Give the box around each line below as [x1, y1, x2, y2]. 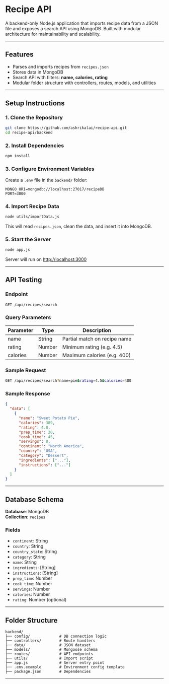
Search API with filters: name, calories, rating [12, 74, 108, 80]
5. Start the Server [5, 236, 51, 243]
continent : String [12, 538, 48, 544]
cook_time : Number [12, 581, 53, 587]
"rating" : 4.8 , [18, 425, 51, 430]
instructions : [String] [12, 570, 58, 576]
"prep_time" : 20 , [18, 430, 55, 435]
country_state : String [12, 549, 57, 555]
